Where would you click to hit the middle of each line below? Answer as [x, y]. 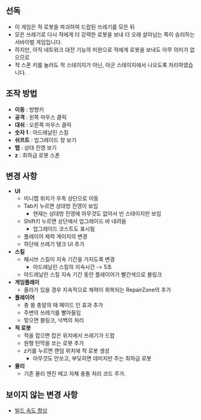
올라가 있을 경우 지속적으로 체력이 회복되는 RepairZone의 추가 [97, 290]
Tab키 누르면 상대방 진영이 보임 [61, 206]
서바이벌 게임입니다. [38, 42]
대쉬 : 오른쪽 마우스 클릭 [43, 124]
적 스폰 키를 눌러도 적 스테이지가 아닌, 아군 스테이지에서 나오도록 [91, 65]
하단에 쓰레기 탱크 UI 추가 [54, 244]
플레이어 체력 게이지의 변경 [55, 237]
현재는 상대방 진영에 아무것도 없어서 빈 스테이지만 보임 [97, 214]
